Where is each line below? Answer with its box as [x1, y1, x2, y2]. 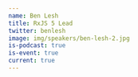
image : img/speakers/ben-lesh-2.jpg [8, 34, 130, 43]
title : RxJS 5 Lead [8, 19, 73, 27]
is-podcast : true [8, 42, 66, 50]
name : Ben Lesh [8, 11, 59, 20]
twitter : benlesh [8, 26, 66, 34]
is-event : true [8, 49, 59, 57]
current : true [8, 57, 56, 65]
